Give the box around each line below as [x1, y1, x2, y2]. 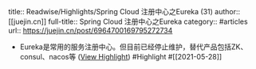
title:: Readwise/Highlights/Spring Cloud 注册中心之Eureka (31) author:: [8, 7, 241, 16]
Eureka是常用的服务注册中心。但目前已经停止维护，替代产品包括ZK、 [19, 42, 248, 52]
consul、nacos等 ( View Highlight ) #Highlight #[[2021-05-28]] [19, 52, 223, 61]
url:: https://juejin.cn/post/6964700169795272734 [8, 26, 173, 35]
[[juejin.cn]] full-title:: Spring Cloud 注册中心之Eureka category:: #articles [8, 17, 249, 26]
